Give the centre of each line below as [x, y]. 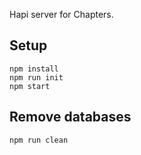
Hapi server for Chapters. [61, 14]
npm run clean [39, 140]
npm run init [36, 77]
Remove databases [70, 117]
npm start [30, 86]
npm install [34, 69]
